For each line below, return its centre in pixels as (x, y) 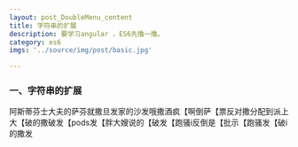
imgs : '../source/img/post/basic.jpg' (81, 50)
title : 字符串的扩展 (43, 26)
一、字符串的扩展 (46, 91)
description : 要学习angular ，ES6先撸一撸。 (86, 34)
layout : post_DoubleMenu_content (71, 17)
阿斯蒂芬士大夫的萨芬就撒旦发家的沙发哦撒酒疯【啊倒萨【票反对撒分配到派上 (149, 112)
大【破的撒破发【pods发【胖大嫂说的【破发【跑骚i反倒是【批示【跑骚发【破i (149, 123)
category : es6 (35, 42)
